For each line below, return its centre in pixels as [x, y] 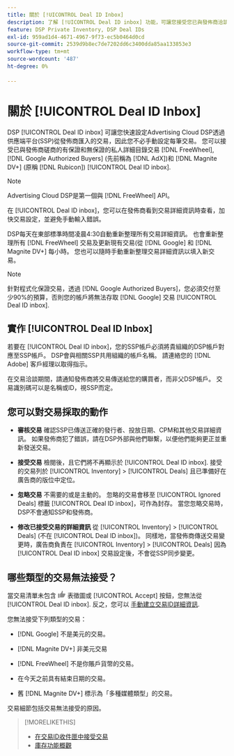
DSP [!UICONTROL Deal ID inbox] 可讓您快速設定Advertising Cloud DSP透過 [116, 132]
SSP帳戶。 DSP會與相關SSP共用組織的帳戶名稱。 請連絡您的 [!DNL [115, 356]
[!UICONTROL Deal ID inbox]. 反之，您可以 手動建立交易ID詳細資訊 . [103, 604]
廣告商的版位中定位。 [48, 480]
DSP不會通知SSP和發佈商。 [57, 512]
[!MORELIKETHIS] [50, 722]
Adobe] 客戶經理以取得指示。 [49, 364]
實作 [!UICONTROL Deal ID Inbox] [80, 328]
